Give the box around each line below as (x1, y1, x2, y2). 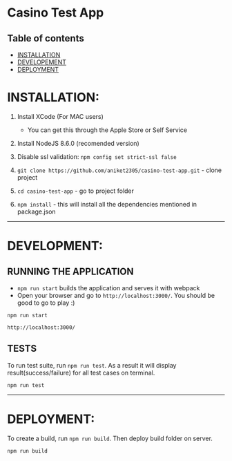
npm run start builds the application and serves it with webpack (17, 283, 200, 292)
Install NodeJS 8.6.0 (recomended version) (17, 139, 139, 147)
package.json (17, 207, 57, 216)
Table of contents (7, 32, 84, 44)
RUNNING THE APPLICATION (7, 265, 134, 277)
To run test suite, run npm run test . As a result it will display (7, 361, 177, 369)
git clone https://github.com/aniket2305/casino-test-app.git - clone (17, 166, 222, 174)
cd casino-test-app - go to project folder (17, 187, 135, 195)
